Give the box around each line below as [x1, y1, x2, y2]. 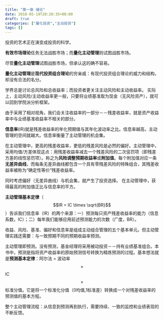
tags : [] [5, 25, 23, 30]
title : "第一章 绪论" [5, 7, 45, 12]
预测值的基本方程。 [5, 293, 44, 299]
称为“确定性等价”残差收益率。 [18, 167, 78, 173]
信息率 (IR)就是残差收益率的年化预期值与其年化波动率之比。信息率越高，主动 [5, 126, 158, 132]
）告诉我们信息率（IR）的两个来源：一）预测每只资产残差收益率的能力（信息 [5, 210, 159, 216]
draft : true [5, 16, 29, 21]
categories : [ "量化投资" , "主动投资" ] [5, 21, 76, 26]
